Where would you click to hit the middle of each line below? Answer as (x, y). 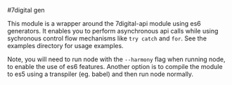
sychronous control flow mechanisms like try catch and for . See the (107, 38)
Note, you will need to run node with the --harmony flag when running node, (117, 59)
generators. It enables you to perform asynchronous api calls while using (113, 31)
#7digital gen (26, 10)
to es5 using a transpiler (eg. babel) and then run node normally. (101, 74)
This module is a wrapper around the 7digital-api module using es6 (104, 23)
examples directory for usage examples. (66, 46)
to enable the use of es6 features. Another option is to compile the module (115, 67)
